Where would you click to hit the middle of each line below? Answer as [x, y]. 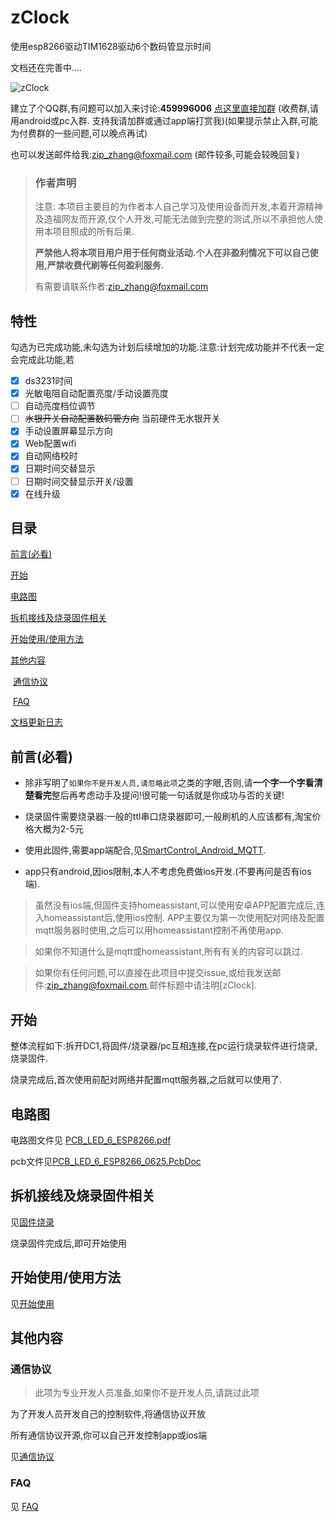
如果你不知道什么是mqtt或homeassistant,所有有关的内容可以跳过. [168, 952]
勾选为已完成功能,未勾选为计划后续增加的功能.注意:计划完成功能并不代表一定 [167, 347]
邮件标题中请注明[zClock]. [203, 985]
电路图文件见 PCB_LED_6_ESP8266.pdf [91, 1140]
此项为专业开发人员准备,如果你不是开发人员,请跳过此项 [147, 1393]
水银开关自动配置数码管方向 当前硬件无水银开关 [122, 418]
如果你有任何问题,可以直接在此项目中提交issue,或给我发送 [153, 973]
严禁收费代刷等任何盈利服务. [105, 265]
